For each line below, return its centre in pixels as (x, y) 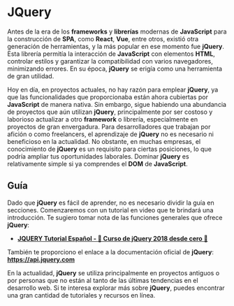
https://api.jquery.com (41, 259)
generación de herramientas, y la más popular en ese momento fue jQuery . (116, 46)
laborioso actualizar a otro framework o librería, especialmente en (102, 119)
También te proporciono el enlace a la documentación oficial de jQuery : (111, 252)
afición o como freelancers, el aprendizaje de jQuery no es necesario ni (111, 134)
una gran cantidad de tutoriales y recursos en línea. (81, 295)
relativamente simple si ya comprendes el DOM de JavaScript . (97, 163)
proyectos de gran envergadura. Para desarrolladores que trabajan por (109, 126)
